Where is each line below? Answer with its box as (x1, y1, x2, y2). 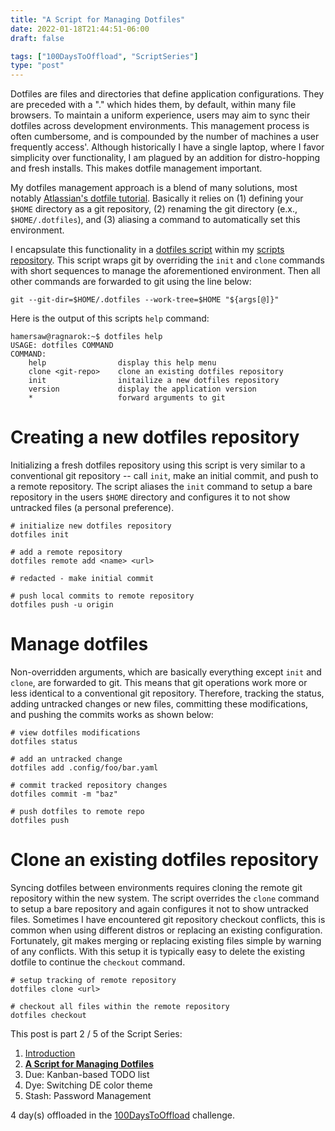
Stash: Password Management (24, 1089, 152, 1101)
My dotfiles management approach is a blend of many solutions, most (10, 182, 298, 194)
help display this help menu (28, 358, 217, 368)
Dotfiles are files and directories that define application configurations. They (10, 88, 325, 100)
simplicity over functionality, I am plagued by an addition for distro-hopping (10, 152, 321, 164)
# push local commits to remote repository (10, 591, 195, 601)
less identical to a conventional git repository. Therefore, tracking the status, (10, 687, 325, 699)
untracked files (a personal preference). (10, 502, 175, 514)
